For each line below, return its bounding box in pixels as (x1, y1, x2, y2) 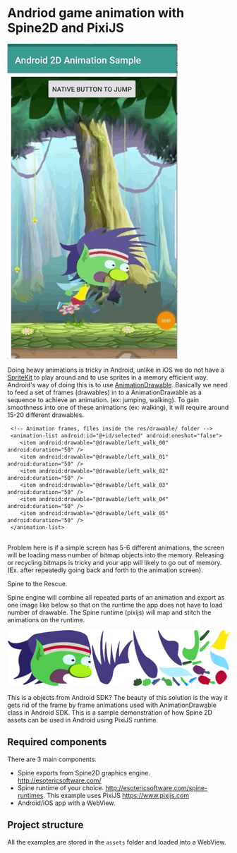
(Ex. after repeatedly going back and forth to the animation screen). (7, 566, 203, 574)
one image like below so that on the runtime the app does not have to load (7, 600, 223, 609)
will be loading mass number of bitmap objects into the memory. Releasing (7, 550, 224, 559)
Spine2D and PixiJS (7, 20, 125, 36)
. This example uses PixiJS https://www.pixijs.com (43, 791, 189, 799)
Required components (7, 736, 107, 749)
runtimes (17, 791, 44, 799)
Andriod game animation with (7, 5, 185, 21)
